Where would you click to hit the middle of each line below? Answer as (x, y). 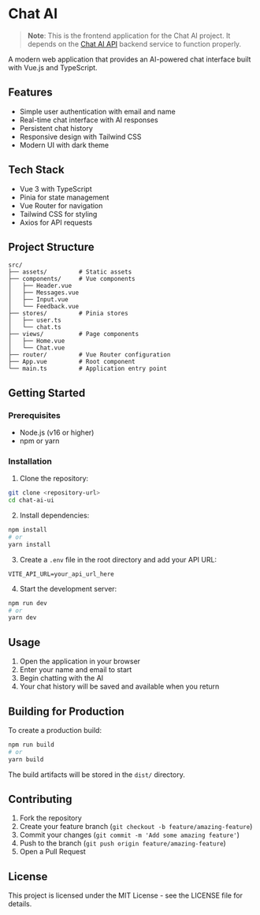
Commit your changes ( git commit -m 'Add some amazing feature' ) (130, 835)
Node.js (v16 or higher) (57, 433)
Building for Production (66, 711)
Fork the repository (51, 818)
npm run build (32, 745)
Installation (30, 461)
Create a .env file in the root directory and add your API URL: (118, 559)
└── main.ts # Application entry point (88, 369)
